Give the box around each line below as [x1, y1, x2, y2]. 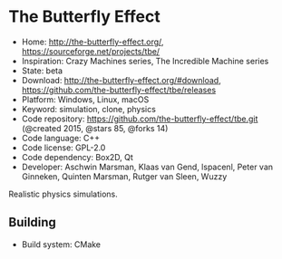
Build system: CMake [21, 238, 102, 250]
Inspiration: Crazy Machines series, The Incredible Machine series [21, 55, 269, 66]
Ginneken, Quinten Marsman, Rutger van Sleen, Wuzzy [21, 170, 228, 182]
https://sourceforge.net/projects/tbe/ [21, 45, 160, 56]
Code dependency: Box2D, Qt [21, 151, 133, 162]
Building [8, 215, 56, 230]
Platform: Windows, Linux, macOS [21, 93, 150, 105]
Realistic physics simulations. [8, 188, 119, 199]
